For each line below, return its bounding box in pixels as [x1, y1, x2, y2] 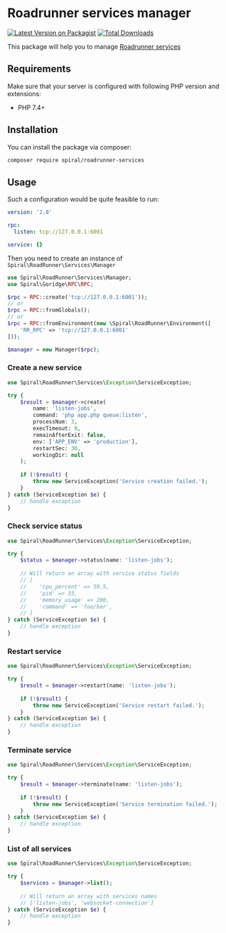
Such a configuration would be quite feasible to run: [7, 195, 159, 204]
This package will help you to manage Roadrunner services [7, 42, 181, 51]
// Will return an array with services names [20, 892, 158, 900]
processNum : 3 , [33, 418, 78, 426]
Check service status [7, 521, 83, 531]
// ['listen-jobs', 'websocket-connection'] [20, 899, 154, 907]
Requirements [7, 63, 71, 75]
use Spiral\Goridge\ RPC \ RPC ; [7, 280, 94, 288]
